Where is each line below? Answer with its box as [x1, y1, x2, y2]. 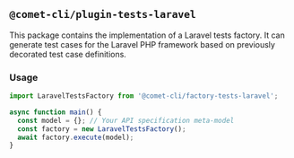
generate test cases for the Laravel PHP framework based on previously [9, 39, 276, 49]
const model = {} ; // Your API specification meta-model [17, 116, 235, 125]
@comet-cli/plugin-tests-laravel [9, 8, 197, 22]
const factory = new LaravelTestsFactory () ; [17, 124, 186, 134]
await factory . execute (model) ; [17, 133, 134, 142]
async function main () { [9, 108, 102, 117]
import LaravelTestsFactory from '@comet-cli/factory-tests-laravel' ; [9, 92, 279, 101]
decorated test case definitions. [9, 48, 127, 59]
